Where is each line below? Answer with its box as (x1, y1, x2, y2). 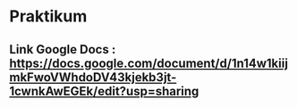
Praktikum (9, 6, 88, 27)
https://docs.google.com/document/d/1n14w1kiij (9, 55, 289, 70)
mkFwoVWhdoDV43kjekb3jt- (9, 70, 177, 85)
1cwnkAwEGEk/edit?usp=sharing (9, 83, 199, 99)
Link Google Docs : (9, 42, 116, 57)
